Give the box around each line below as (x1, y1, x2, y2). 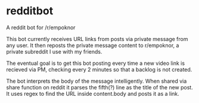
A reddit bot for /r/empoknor (6, 24, 76, 31)
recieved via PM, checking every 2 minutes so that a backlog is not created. (6, 65, 192, 73)
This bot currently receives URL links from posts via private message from (6, 35, 188, 42)
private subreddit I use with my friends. (6, 48, 102, 55)
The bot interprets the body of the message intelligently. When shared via (6, 77, 187, 85)
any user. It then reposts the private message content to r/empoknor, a (6, 42, 179, 49)
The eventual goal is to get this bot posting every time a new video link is (6, 60, 185, 67)
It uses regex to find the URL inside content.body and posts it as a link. (6, 90, 180, 97)
